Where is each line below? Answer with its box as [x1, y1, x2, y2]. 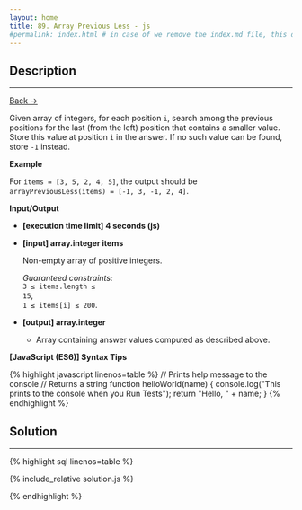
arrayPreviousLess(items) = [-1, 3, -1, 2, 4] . [9, 186, 190, 197]
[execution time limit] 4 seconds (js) [22, 221, 160, 232]
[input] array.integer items [22, 238, 124, 249]
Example [9, 159, 43, 170]
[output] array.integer [22, 317, 106, 328]
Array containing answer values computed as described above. [35, 334, 271, 346]
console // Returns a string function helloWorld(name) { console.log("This [9, 379, 281, 390]
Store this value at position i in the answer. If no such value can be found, [9, 132, 283, 143]
